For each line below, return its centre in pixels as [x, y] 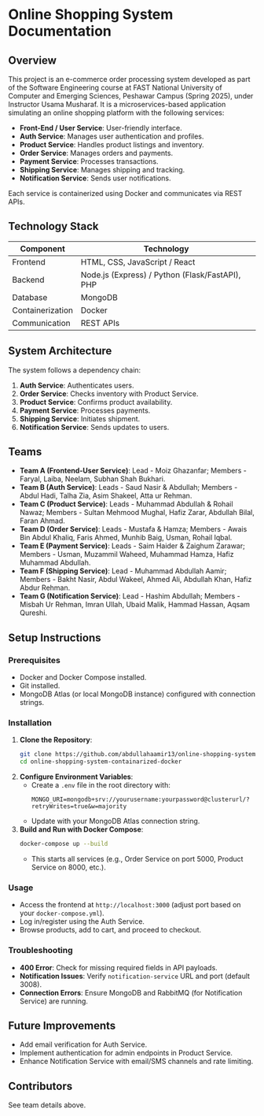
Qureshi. [33, 613]
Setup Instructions [55, 638]
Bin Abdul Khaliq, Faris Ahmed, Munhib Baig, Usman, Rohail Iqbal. [126, 538]
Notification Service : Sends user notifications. [95, 178]
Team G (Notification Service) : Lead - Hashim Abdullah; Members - [130, 596]
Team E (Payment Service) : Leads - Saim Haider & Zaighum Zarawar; [132, 546]
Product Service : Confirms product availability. [96, 402]
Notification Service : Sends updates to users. [94, 427]
